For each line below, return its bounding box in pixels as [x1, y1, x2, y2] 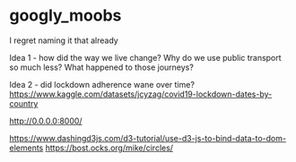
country [9, 98, 39, 108]
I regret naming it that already [9, 35, 118, 46]
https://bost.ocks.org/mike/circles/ [45, 142, 173, 153]
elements [9, 142, 44, 153]
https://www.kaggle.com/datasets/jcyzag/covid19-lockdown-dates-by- [9, 89, 273, 99]
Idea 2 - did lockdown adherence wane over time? [9, 79, 196, 90]
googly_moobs [9, 5, 122, 26]
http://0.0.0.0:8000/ [9, 115, 83, 126]
